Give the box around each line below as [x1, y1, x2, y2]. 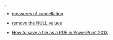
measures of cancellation [11, 11, 64, 16]
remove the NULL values [11, 20, 62, 26]
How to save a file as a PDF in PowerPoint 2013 [11, 30, 108, 35]
